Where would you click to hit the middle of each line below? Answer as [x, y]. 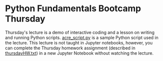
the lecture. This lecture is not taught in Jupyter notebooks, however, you [79, 42]
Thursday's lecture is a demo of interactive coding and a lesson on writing [80, 32]
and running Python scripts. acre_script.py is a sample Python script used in [82, 38]
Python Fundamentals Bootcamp [73, 9]
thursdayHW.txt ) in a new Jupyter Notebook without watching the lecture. [79, 53]
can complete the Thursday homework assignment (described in [70, 48]
